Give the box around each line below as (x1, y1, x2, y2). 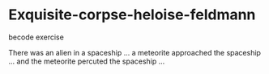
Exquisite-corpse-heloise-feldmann (8, 6, 256, 24)
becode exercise (8, 32, 65, 42)
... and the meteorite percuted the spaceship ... (8, 56, 165, 66)
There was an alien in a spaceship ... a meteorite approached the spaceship (8, 47, 262, 57)
